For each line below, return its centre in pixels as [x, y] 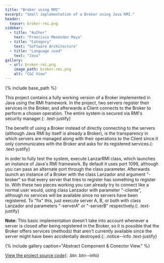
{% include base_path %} [31, 88]
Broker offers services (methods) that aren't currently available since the [79, 231]
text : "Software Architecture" [46, 46]
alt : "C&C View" [31, 74]
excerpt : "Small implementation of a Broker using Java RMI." [70, 14]
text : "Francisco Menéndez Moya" [48, 38]
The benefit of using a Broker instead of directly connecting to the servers [80, 128]
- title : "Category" [30, 42]
